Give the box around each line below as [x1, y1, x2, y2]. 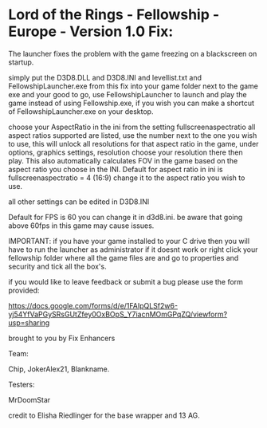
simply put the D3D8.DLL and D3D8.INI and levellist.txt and [8, 73, 202, 82]
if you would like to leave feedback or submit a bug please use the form [8, 277, 243, 286]
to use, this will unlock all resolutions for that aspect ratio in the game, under [8, 139, 259, 148]
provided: [8, 285, 40, 295]
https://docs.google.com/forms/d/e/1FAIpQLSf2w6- [8, 300, 178, 310]
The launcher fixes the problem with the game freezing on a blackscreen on [8, 49, 257, 58]
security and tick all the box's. [8, 261, 107, 271]
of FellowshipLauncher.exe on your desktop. [8, 106, 154, 116]
